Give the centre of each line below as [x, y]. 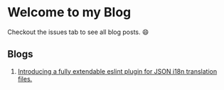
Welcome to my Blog [69, 12]
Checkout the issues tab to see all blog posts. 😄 [78, 32]
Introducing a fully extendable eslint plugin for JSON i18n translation [117, 71]
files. [25, 79]
